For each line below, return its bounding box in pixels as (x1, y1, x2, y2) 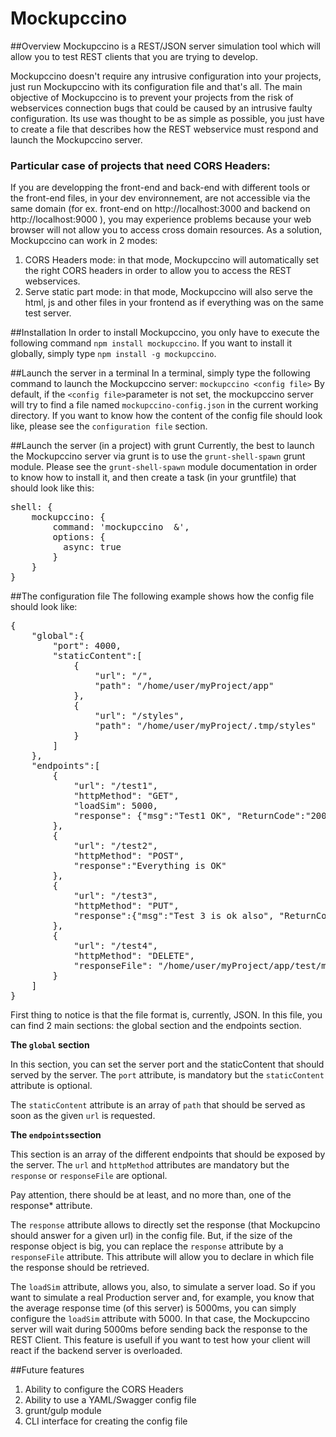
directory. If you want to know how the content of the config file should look (10, 410, 323, 422)
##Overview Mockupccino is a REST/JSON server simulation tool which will (10, 40, 322, 52)
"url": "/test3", (73, 890, 159, 902)
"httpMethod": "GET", (73, 790, 180, 802)
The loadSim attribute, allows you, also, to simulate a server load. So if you (10, 1281, 316, 1293)
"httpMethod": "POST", (73, 850, 185, 862)
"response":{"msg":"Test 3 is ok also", (73, 910, 275, 922)
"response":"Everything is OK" (73, 860, 227, 872)
